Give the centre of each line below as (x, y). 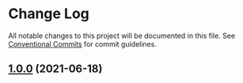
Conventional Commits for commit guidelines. (82, 43)
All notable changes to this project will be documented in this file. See (122, 36)
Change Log (49, 14)
